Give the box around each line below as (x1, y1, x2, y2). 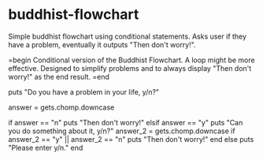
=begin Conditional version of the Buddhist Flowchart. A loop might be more (8, 55, 255, 65)
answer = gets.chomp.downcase (8, 102, 115, 112)
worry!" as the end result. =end (8, 72, 110, 81)
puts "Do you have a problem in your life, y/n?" (8, 87, 160, 96)
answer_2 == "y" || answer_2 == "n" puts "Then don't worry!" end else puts (8, 134, 254, 143)
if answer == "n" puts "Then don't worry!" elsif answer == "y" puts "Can (8, 117, 243, 127)
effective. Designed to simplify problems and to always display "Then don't (8, 63, 252, 73)
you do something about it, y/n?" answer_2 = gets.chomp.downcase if (8, 126, 235, 136)
